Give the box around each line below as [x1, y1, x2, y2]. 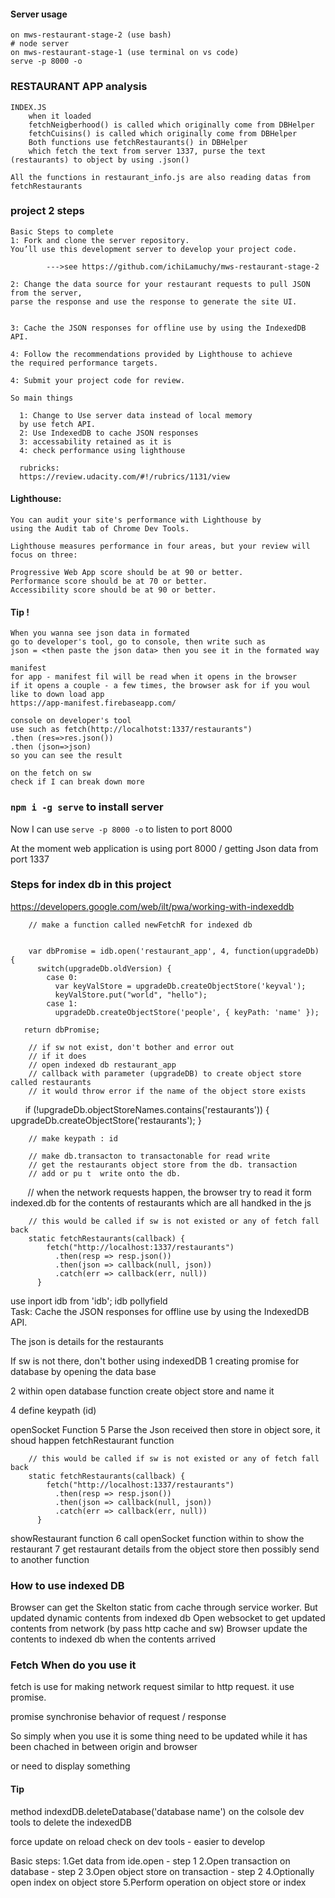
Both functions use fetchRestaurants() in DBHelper [28, 137, 248, 147]
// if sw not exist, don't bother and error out [28, 1042, 235, 1052]
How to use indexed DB [10, 1578, 125, 1592]
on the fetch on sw [10, 768, 92, 779]
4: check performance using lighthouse [19, 445, 186, 455]
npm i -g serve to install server [10, 800, 164, 814]
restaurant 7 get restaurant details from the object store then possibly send [10, 1543, 320, 1555]
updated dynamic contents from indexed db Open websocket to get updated [10, 1612, 326, 1624]
